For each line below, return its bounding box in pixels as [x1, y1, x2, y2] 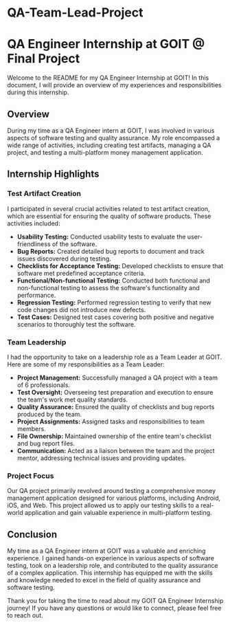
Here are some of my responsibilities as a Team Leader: [7, 360, 165, 369]
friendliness [16, 239, 51, 248]
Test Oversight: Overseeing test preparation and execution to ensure [16, 388, 214, 396]
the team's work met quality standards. [16, 395, 128, 404]
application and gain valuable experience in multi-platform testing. [24, 509, 212, 517]
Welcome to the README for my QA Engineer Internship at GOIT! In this [7, 74, 209, 82]
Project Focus [7, 471, 54, 481]
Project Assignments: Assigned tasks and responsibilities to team [16, 417, 205, 426]
